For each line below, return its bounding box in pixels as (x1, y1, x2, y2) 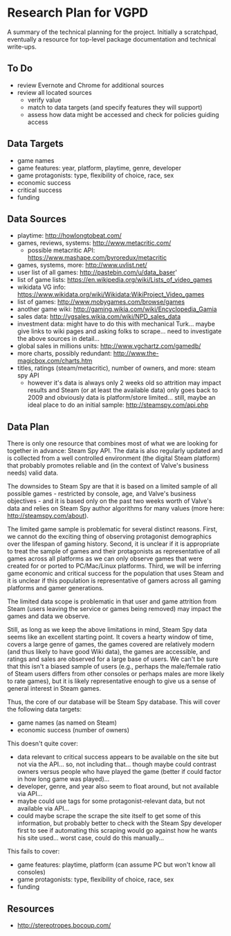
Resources (7, 903, 55, 915)
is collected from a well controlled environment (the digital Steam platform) (7, 454, 221, 462)
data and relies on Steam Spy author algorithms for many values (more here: (7, 504, 225, 513)
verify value (27, 96, 62, 104)
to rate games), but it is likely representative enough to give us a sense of (7, 677, 216, 685)
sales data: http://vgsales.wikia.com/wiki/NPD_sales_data (17, 312, 181, 321)
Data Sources (7, 213, 67, 224)
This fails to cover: (7, 847, 60, 856)
